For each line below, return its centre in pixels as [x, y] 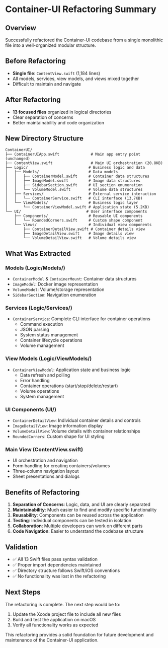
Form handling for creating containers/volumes [61, 466]
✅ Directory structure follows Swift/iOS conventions [66, 570]
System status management [49, 335]
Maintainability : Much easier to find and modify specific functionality [85, 510]
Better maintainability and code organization [58, 122]
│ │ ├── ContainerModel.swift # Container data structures [77, 176]
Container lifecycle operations [51, 340]
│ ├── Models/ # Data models [62, 172]
